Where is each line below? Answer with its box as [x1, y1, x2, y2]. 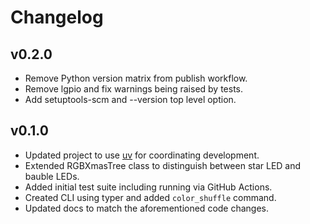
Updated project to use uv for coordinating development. [24, 149, 260, 161]
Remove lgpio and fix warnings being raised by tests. [24, 83, 244, 95]
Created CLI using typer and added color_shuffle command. [24, 191, 277, 203]
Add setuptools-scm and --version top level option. [24, 94, 237, 105]
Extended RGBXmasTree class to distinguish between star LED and [24, 159, 302, 171]
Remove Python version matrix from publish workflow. [24, 72, 248, 84]
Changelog [10, 6, 104, 29]
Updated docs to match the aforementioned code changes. [24, 202, 270, 214]
